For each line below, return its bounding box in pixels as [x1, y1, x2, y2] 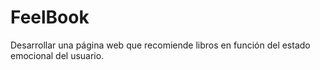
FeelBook [10, 6, 90, 29]
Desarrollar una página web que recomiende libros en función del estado [10, 39, 311, 51]
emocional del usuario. [10, 49, 105, 61]
